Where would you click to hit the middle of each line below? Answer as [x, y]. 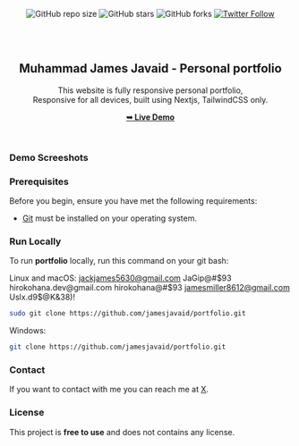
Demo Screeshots [49, 157]
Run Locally [35, 241]
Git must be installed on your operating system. [109, 218]
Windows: [28, 331]
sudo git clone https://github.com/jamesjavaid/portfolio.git [128, 314]
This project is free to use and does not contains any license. [122, 432]
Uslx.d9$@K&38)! [43, 297]
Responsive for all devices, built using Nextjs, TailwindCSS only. [150, 99]
